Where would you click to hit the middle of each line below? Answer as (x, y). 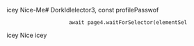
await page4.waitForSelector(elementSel (128, 23)
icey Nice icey (27, 35)
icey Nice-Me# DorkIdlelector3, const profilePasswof (83, 10)
